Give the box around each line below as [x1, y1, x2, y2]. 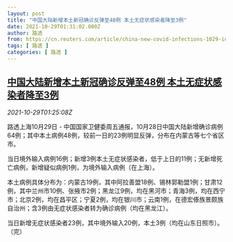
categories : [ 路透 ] [7, 49, 68, 56]
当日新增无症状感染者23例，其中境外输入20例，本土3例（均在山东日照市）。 [7, 218, 224, 227]
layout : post [7, 10, 45, 17]
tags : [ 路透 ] [7, 42, 49, 49]
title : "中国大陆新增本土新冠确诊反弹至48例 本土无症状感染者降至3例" [7, 17, 187, 24]
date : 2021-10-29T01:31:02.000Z [7, 23, 101, 30]
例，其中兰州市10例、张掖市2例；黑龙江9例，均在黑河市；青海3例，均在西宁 [7, 187, 225, 195]
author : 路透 [7, 29, 43, 37]
